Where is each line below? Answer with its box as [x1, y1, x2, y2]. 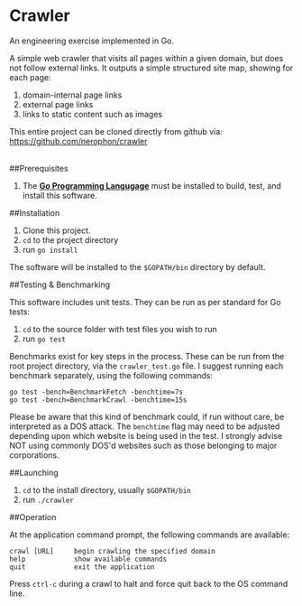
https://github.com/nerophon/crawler [9, 135, 148, 146]
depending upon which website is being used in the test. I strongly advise [9, 430, 283, 441]
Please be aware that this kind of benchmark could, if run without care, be [9, 411, 285, 422]
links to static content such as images [22, 108, 163, 119]
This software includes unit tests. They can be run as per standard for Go [9, 296, 281, 307]
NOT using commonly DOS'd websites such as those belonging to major [9, 440, 278, 451]
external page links [22, 98, 94, 109]
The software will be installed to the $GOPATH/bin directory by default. [9, 261, 266, 272]
